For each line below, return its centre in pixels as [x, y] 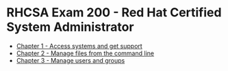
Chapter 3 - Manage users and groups [71, 60]
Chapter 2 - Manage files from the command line [85, 53]
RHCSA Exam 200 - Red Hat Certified [114, 13]
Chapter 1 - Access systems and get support [79, 46]
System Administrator [70, 27]
